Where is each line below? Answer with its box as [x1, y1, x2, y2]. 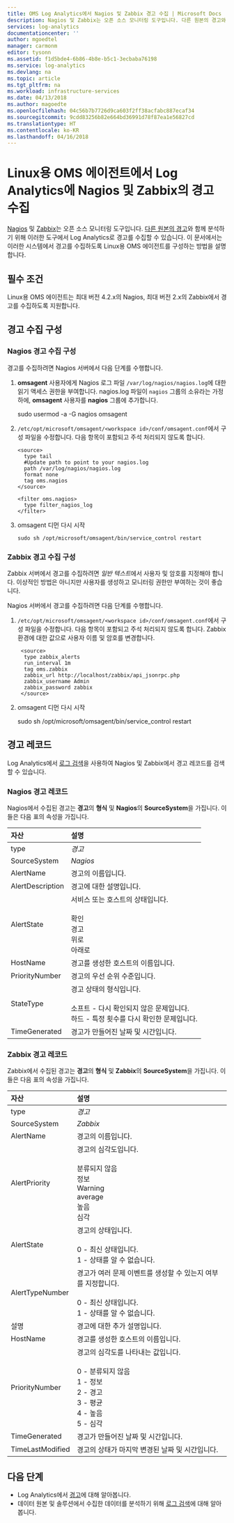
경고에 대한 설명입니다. [70, 882, 141, 891]
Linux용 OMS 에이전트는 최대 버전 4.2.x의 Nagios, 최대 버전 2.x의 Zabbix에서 [7, 293, 220, 301]
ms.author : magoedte [7, 101, 68, 108]
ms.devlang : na [7, 68, 52, 75]
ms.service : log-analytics [7, 62, 86, 69]
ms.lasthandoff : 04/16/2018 [7, 133, 89, 140]
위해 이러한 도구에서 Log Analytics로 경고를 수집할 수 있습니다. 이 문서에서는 [14, 233, 223, 242]
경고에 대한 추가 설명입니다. [76, 1321, 162, 1331]
